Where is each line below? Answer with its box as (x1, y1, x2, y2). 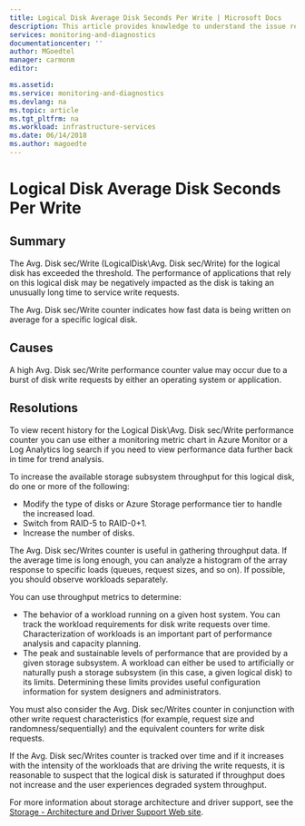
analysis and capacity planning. (22, 637, 142, 649)
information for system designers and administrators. (22, 686, 221, 697)
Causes (9, 340, 54, 356)
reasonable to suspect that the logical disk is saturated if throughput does (9, 769, 286, 781)
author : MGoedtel (9, 47, 75, 56)
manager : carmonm (9, 55, 75, 64)
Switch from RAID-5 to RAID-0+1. (22, 517, 147, 528)
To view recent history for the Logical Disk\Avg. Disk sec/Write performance (9, 424, 294, 436)
